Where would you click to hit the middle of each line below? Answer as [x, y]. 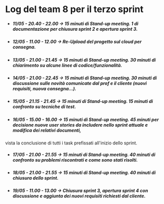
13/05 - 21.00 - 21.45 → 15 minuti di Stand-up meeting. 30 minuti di [84, 60]
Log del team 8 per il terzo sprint [74, 9]
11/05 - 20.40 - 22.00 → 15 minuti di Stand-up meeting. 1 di [75, 23]
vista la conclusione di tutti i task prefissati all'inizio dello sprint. [71, 143]
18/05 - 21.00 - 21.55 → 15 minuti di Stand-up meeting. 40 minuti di [84, 172]
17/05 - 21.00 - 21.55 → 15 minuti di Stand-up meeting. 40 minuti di [84, 155]
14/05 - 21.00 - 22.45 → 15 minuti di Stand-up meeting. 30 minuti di [85, 78]
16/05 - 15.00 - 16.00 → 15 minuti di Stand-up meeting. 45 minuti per [86, 119]
